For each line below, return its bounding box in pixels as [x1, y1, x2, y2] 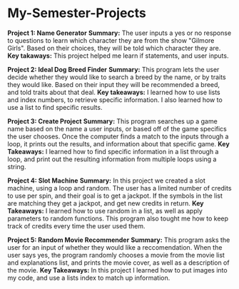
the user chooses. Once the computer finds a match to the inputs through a [7, 132, 229, 141]
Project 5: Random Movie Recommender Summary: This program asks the [7, 235, 230, 244]
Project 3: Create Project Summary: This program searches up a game [7, 116, 218, 126]
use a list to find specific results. [7, 103, 103, 111]
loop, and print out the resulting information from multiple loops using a [7, 155, 217, 163]
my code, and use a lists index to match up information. [7, 273, 171, 282]
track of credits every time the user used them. [7, 221, 146, 230]
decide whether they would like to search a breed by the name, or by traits [7, 73, 226, 81]
